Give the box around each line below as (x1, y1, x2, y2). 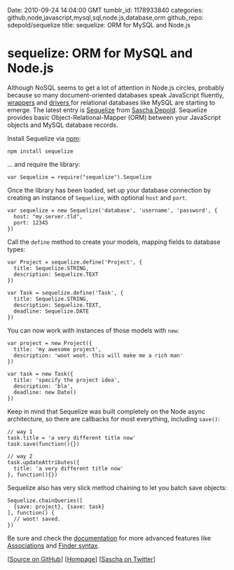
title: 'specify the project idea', (13, 376, 121, 384)
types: (7, 245, 26, 253)
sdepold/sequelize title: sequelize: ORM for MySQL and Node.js (7, 21, 191, 29)
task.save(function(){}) (7, 440, 80, 447)
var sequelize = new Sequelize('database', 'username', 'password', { (7, 207, 218, 214)
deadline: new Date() (13, 388, 77, 395)
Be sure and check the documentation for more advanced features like (7, 534, 212, 542)
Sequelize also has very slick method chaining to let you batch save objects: (7, 483, 228, 491)
